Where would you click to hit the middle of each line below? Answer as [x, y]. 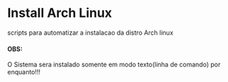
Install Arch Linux [60, 13]
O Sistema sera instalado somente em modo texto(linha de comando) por [114, 64]
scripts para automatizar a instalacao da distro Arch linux [90, 33]
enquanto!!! [24, 72]
